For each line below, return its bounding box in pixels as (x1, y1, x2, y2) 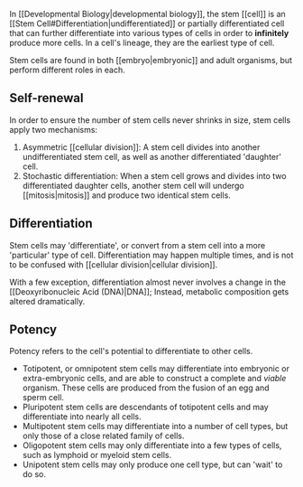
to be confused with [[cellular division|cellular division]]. (9, 258, 218, 270)
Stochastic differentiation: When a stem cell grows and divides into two (22, 170, 287, 181)
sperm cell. (22, 392, 65, 403)
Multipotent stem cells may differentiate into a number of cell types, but (22, 421, 289, 432)
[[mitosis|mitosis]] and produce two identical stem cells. (22, 190, 232, 201)
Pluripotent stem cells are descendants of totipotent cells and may (22, 402, 269, 413)
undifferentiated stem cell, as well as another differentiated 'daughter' (22, 151, 282, 162)
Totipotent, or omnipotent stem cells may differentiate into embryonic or (22, 363, 290, 374)
